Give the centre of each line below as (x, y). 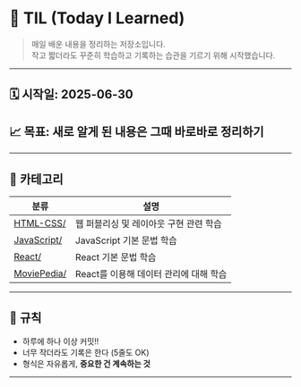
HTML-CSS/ (40, 223)
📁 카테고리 (37, 179)
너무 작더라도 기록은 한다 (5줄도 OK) (86, 352)
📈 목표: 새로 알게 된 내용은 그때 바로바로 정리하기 (137, 132)
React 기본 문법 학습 (116, 257)
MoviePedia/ (40, 273)
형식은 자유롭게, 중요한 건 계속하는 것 (86, 363)
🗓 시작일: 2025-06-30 (71, 94)
